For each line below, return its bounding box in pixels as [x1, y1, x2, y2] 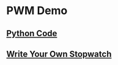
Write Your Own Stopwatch [6, 48, 112, 59]
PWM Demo [6, 4, 68, 18]
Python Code [6, 28, 57, 39]
